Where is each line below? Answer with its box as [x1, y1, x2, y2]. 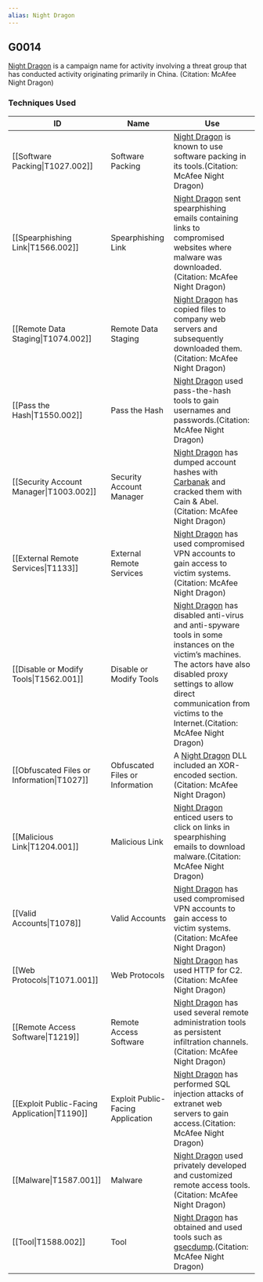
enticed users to [173, 811, 233, 822]
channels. [212, 1036, 249, 1047]
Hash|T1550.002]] [12, 410, 83, 421]
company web [173, 313, 226, 324]
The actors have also [173, 658, 250, 669]
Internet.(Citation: [173, 717, 239, 728]
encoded [173, 770, 207, 781]
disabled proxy [173, 668, 229, 679]
